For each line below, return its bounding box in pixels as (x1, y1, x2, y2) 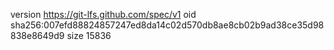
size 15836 (66, 30, 112, 41)
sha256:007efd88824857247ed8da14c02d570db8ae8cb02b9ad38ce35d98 (10, 19, 325, 31)
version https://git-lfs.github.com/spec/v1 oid (10, 9, 197, 20)
